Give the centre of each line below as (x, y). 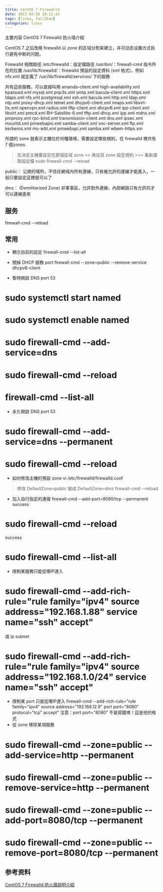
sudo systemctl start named (63, 298)
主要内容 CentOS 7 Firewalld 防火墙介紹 (45, 37)
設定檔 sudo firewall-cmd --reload (55, 161)
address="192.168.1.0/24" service (76, 677)
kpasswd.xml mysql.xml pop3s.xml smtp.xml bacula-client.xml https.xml (77, 93)
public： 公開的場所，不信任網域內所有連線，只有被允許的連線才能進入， (78, 171)
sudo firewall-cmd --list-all (61, 557)
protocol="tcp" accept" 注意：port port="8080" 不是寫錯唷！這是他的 (82, 713)
